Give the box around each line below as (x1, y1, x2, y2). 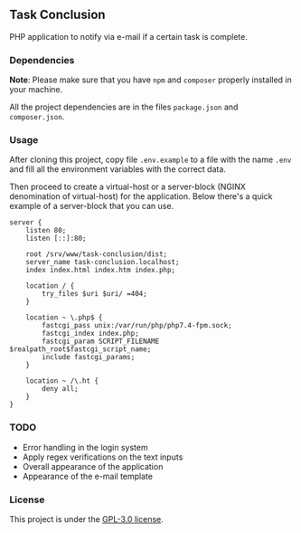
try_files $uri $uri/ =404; (42, 290, 147, 299)
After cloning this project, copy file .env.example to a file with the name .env (9, 154, 292, 166)
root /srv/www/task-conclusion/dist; (25, 250, 168, 259)
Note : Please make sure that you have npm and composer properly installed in (9, 74, 292, 85)
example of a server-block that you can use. (9, 201, 174, 212)
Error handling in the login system (22, 442, 148, 452)
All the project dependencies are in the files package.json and (9, 101, 239, 112)
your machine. (9, 84, 63, 95)
